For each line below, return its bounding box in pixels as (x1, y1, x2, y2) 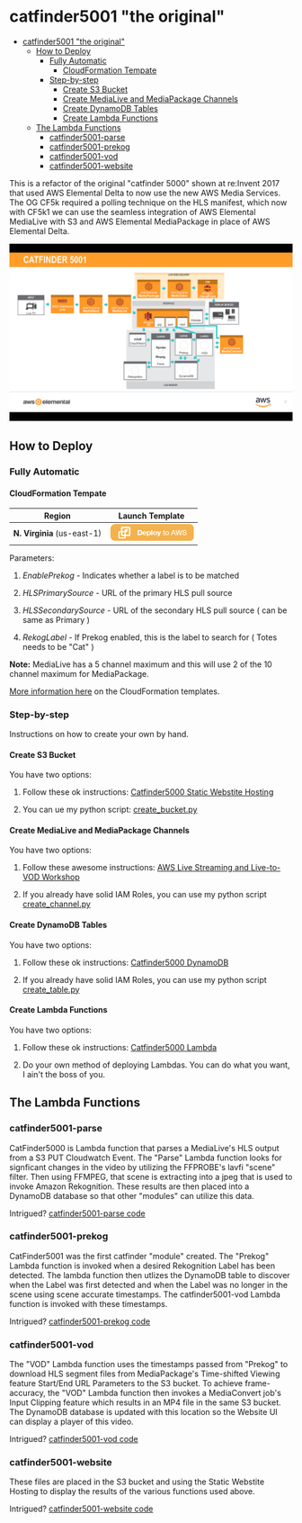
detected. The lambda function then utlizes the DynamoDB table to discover (9, 1269, 290, 1280)
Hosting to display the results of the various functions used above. (9, 1486, 256, 1497)
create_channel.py (22, 898, 92, 910)
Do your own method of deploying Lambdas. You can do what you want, (22, 1059, 290, 1070)
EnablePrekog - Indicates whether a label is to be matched (22, 570, 240, 581)
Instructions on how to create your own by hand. (9, 729, 189, 739)
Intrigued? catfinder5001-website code (9, 1503, 154, 1514)
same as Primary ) (22, 614, 90, 625)
